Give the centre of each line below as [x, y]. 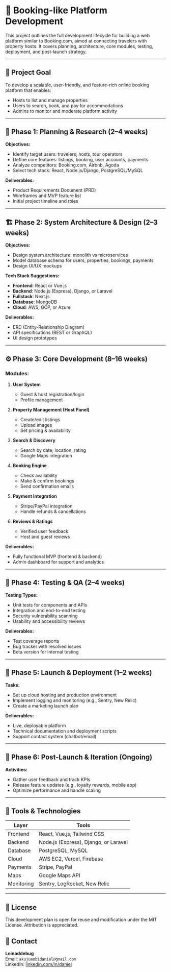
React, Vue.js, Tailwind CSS [72, 834]
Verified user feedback [44, 531]
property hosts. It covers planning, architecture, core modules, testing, [79, 46]
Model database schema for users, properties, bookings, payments [83, 260]
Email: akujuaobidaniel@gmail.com [41, 959]
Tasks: [12, 685]
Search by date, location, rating [53, 450]
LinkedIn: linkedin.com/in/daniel [39, 964]
